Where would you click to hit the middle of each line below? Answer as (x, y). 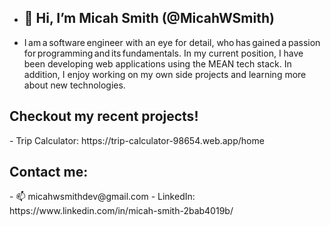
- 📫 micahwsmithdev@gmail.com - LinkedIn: (102, 197)
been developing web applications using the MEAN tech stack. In (157, 63)
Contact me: (49, 172)
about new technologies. (74, 85)
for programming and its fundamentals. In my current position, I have (163, 53)
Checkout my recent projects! (104, 116)
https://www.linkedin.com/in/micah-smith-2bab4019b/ (121, 211)
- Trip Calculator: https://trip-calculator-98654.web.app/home (137, 140)
